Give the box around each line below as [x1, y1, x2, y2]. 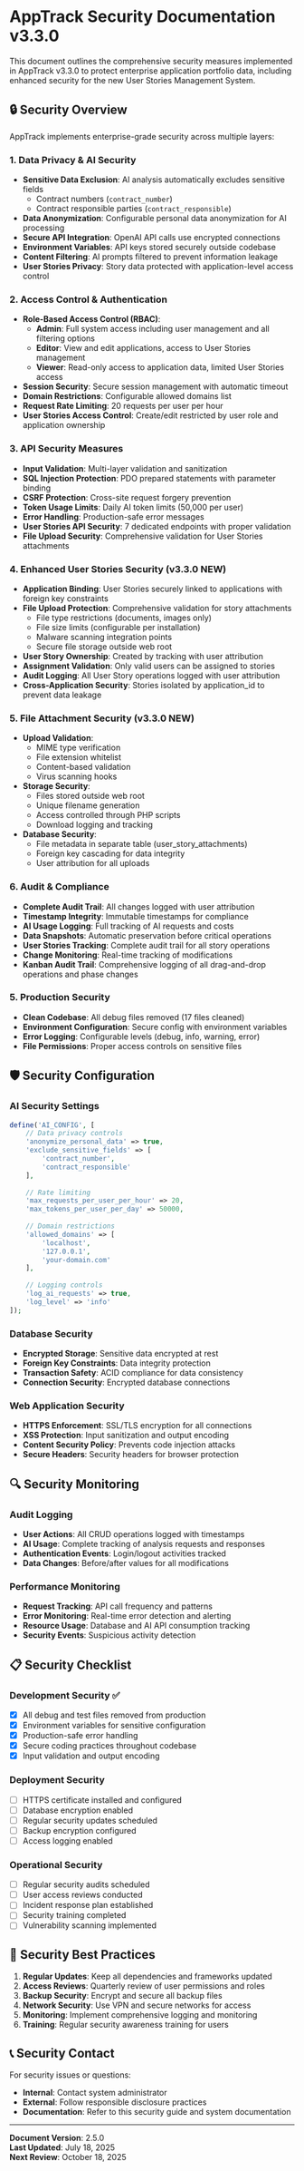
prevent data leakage [22, 689, 102, 700]
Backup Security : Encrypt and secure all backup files [22, 1991, 223, 2001]
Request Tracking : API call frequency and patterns [22, 1601, 213, 1611]
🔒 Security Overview [9, 102, 128, 118]
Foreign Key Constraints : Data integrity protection [22, 1358, 211, 1368]
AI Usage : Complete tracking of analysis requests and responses [22, 1538, 265, 1549]
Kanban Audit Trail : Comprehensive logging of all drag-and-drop [22, 959, 267, 969]
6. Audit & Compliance [9, 881, 110, 893]
